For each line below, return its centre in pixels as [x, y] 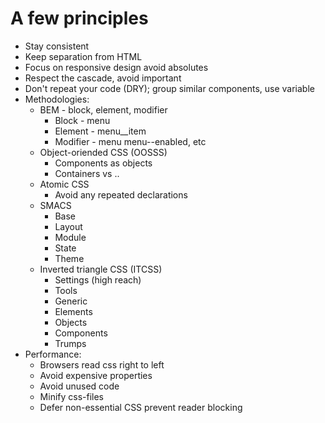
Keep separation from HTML [83, 56]
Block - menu [82, 120]
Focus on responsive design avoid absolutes [116, 67]
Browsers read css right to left [102, 364]
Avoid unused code [79, 386]
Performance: [53, 354]
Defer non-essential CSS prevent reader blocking [141, 407]
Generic [71, 301]
